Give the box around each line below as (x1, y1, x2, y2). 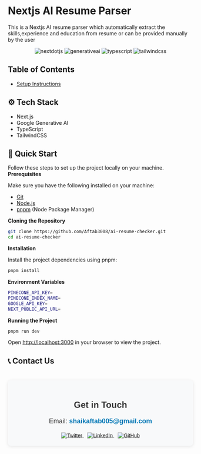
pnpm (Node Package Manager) (16, 206, 95, 213)
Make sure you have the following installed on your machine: (8, 182, 155, 189)
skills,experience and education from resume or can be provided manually (8, 29, 188, 37)
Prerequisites (8, 171, 42, 178)
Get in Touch (73, 399, 128, 410)
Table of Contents (8, 65, 75, 75)
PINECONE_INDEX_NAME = (8, 295, 61, 301)
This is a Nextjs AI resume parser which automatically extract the (8, 24, 165, 31)
